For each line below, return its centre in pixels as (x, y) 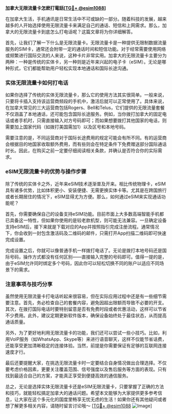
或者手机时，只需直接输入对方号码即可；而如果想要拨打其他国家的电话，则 (88, 120)
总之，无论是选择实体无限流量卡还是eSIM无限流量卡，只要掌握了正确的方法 (85, 386)
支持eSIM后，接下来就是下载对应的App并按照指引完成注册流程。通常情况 (82, 226)
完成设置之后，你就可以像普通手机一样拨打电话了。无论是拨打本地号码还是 (84, 250)
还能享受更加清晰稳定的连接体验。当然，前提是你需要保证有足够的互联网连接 (86, 345)
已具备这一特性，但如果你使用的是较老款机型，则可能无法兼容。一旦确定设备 (86, 220)
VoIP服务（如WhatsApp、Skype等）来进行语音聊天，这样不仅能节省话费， (88, 339)
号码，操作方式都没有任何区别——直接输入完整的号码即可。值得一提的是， (88, 257)
